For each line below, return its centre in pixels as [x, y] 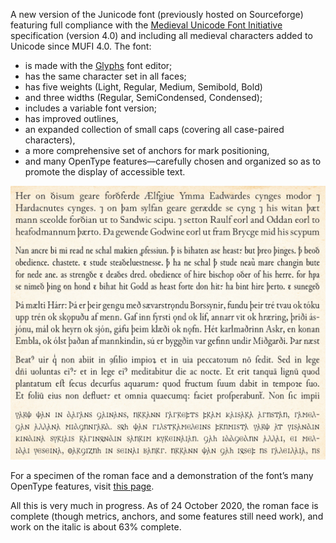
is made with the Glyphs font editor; [98, 65]
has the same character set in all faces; [105, 76]
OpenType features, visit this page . [82, 486]
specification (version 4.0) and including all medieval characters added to [161, 35]
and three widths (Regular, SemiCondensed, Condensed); [143, 97]
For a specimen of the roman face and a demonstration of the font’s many [162, 476]
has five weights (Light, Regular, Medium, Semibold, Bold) [143, 87]
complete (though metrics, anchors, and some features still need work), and [167, 516]
